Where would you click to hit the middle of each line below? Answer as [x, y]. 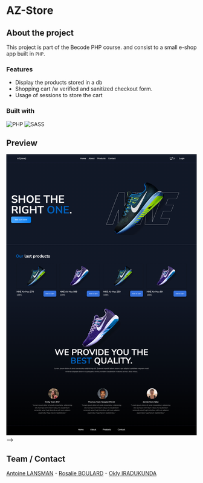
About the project [40, 33]
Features [20, 69]
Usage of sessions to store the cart [59, 95]
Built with [21, 111]
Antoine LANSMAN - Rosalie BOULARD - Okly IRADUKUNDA [82, 473]
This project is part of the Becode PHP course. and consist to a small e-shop [101, 47]
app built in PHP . [26, 54]
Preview [22, 143]
